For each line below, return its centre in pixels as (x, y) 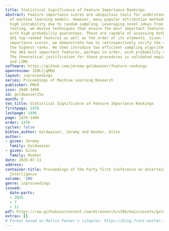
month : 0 (14, 99)
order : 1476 (18, 122)
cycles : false (20, 127)
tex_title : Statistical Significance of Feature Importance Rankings (80, 104)
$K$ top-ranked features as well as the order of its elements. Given (85, 38)
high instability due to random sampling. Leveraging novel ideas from (87, 24)
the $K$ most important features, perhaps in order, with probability (85, 52)
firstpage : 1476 (22, 108)
